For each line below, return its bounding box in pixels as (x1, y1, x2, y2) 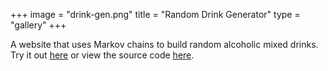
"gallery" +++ (10, 19, 67, 31)
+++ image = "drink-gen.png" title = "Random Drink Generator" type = (10, 9, 301, 20)
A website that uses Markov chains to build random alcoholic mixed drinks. (10, 39, 319, 50)
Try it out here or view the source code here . (10, 49, 195, 61)
